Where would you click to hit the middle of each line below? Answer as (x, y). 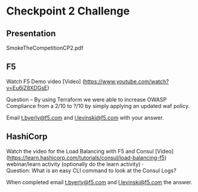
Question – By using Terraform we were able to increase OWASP (87, 99)
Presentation (31, 34)
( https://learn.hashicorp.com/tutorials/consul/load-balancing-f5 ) (87, 158)
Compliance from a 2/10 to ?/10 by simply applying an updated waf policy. (98, 106)
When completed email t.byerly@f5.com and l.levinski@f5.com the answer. (100, 182)
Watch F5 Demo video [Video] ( (45, 81)
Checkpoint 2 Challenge (68, 11)
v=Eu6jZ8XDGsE (27, 88)
